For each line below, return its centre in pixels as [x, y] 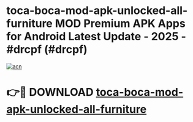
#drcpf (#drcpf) [47, 50]
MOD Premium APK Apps [120, 23]
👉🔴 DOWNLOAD [50, 92]
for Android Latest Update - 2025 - [96, 37]
